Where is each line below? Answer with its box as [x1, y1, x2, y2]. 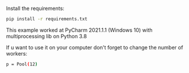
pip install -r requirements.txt [6, 16, 88, 22]
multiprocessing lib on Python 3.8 [6, 32, 87, 39]
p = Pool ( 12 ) [6, 61, 38, 67]
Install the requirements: [6, 5, 64, 12]
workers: [6, 50, 28, 57]
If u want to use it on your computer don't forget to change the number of [6, 43, 183, 51]
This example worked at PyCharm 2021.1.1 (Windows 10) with [6, 26, 153, 34]
